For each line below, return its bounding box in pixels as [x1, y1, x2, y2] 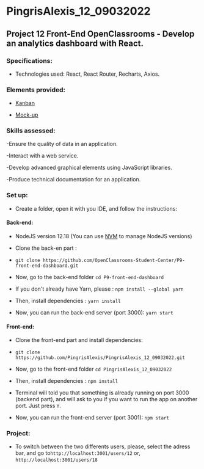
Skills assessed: [6, 126, 56, 135]
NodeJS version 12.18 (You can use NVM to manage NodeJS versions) [15, 232, 192, 239]
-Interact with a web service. [6, 152, 79, 159]
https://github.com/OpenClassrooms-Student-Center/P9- [42, 257, 185, 263]
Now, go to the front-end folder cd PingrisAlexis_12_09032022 [15, 365, 172, 373]
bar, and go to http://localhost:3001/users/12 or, [15, 449, 140, 457]
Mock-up [15, 111, 38, 118]
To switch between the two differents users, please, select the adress [15, 443, 191, 450]
